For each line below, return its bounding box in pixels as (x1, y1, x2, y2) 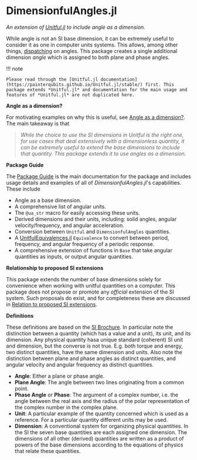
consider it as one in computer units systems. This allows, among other (6, 41, 178, 48)
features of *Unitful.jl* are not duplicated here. (6, 92, 135, 98)
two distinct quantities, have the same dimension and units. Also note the (6, 348, 183, 355)
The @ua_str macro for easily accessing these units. (14, 209, 140, 216)
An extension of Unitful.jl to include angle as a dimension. (6, 24, 145, 31)
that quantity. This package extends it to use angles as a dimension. (20, 150, 186, 157)
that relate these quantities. (14, 447, 81, 454)
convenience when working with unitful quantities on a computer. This (6, 282, 176, 289)
